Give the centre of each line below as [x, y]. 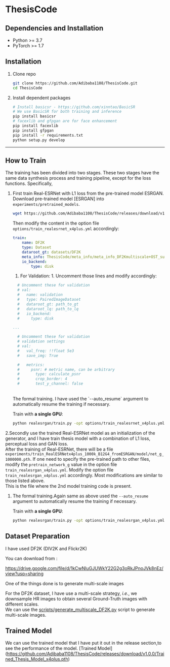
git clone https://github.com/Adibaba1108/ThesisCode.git [75, 83]
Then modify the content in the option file [56, 223]
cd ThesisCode [27, 88]
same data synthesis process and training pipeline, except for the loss [78, 178]
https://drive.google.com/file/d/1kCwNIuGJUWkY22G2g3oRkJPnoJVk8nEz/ [84, 568]
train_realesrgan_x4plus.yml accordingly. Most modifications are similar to [84, 475]
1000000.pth [18, 459]
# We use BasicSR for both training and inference [67, 112]
